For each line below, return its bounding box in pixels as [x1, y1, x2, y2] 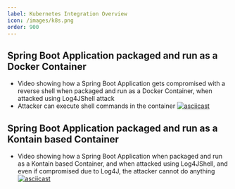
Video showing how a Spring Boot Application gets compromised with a [17, 79, 226, 88]
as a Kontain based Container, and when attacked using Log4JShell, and [17, 159, 229, 168]
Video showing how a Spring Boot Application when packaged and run [17, 152, 223, 160]
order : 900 [7, 23, 39, 30]
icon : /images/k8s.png [7, 17, 74, 24]
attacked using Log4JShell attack [17, 94, 115, 103]
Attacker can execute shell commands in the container [17, 102, 176, 110]
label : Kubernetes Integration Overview [7, 10, 128, 18]
